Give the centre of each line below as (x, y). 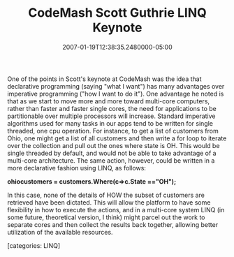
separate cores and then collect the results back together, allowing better (113, 224)
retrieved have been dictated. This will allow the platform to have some (109, 202)
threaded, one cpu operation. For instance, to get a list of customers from (113, 131)
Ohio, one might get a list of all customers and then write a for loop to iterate (117, 138)
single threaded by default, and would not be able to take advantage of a (112, 153)
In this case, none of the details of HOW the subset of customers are (106, 195)
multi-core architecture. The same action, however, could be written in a (111, 160)
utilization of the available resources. (60, 232)
